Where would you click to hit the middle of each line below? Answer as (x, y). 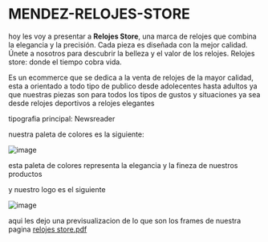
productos (25, 174)
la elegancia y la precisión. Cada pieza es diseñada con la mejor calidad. (128, 44)
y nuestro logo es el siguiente (57, 189)
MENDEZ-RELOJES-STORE (99, 14)
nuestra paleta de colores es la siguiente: (76, 134)
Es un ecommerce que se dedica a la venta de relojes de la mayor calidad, (131, 77)
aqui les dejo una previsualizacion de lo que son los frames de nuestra (125, 220)
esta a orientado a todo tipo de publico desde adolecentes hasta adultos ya (133, 86)
